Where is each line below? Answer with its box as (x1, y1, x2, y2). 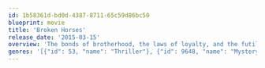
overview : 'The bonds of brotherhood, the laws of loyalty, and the (8, 41, 238, 48)
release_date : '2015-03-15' (8, 33, 101, 41)
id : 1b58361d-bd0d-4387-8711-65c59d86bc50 (8, 11, 150, 20)
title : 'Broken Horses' (8, 26, 87, 34)
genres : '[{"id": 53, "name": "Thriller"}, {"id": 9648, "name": (8, 48, 227, 55)
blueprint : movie (8, 19, 65, 27)
